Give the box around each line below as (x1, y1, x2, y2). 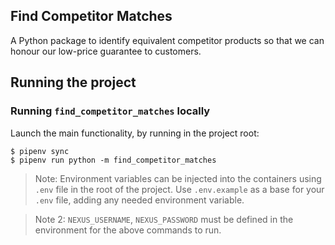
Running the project (10, 74, 137, 91)
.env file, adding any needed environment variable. (34, 194, 245, 206)
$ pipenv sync (10, 146, 70, 156)
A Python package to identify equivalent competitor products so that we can (10, 34, 325, 46)
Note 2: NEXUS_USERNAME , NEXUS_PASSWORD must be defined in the (34, 213, 294, 225)
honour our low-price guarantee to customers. (10, 45, 202, 57)
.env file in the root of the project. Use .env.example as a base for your (34, 183, 325, 195)
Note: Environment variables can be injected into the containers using (34, 172, 322, 184)
